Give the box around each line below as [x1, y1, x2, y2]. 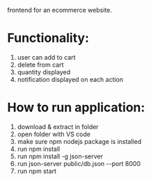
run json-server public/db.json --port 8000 [17, 159, 141, 167]
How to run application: [7, 100, 145, 115]
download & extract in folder [17, 122, 99, 131]
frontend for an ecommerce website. [7, 6, 113, 14]
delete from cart [17, 60, 64, 69]
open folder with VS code [17, 130, 90, 138]
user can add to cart [17, 53, 76, 61]
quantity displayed [17, 67, 71, 76]
